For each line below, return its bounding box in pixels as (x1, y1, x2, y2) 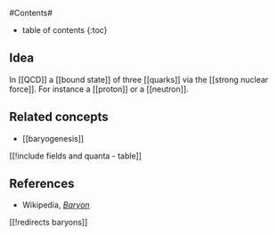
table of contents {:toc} (21, 25, 108, 35)
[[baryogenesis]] (21, 133, 85, 143)
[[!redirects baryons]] (9, 217, 88, 228)
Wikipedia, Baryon (21, 199, 91, 210)
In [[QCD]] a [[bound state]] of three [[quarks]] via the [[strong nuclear (9, 74, 269, 85)
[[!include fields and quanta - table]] (9, 151, 143, 161)
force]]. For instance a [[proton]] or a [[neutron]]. (9, 84, 189, 94)
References (9, 176, 75, 191)
